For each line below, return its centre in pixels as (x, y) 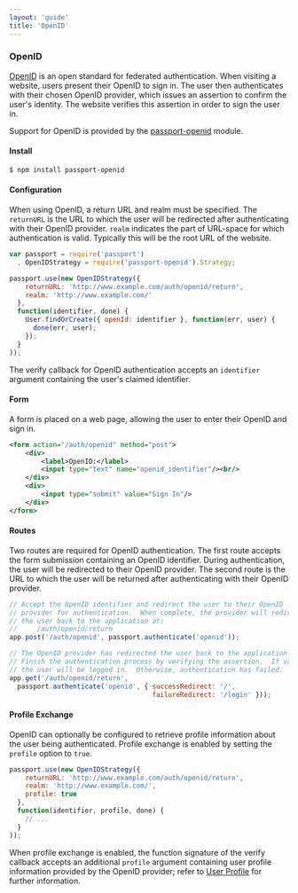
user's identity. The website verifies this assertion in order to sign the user (145, 104)
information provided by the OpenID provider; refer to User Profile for (136, 871)
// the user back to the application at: (87, 621)
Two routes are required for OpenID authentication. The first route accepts (145, 550)
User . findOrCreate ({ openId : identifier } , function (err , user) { (150, 320)
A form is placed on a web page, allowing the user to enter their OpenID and (148, 419)
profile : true (51, 795)
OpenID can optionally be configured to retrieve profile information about (143, 734)
